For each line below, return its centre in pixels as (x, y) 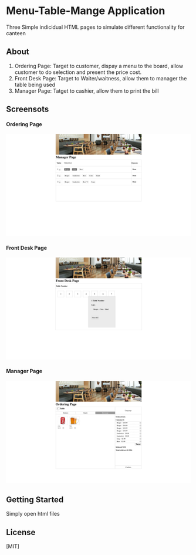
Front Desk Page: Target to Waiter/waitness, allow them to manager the (101, 78)
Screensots (28, 109)
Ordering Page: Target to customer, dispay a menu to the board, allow (99, 66)
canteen (16, 33)
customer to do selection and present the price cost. (78, 72)
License (21, 532)
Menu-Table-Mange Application (86, 11)
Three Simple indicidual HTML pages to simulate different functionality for (95, 27)
